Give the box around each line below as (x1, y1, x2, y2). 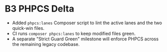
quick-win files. (12, 25, 45, 31)
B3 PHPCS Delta (5, 3, 74, 15)
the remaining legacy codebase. (12, 41, 80, 47)
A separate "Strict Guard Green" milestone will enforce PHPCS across (12, 36, 159, 42)
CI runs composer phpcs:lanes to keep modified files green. (12, 30, 136, 36)
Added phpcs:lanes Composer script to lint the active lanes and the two (12, 20, 162, 26)
